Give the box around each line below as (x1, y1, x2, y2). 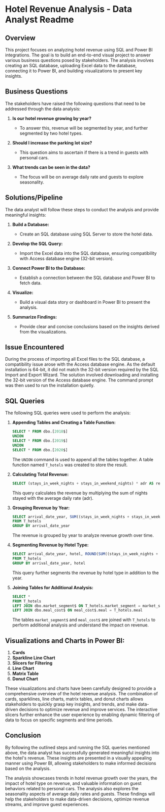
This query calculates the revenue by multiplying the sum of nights (12, 490, 148, 496)
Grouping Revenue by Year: (12, 505, 70, 511)
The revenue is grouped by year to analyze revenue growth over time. (12, 532, 154, 538)
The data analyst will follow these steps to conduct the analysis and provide (5, 206, 159, 212)
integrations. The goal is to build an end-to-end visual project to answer (5, 52, 151, 58)
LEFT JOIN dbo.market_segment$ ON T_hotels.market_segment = (12, 603, 141, 608)
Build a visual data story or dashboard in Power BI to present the (19, 299, 150, 305)
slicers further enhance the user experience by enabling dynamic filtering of (5, 712, 160, 718)
